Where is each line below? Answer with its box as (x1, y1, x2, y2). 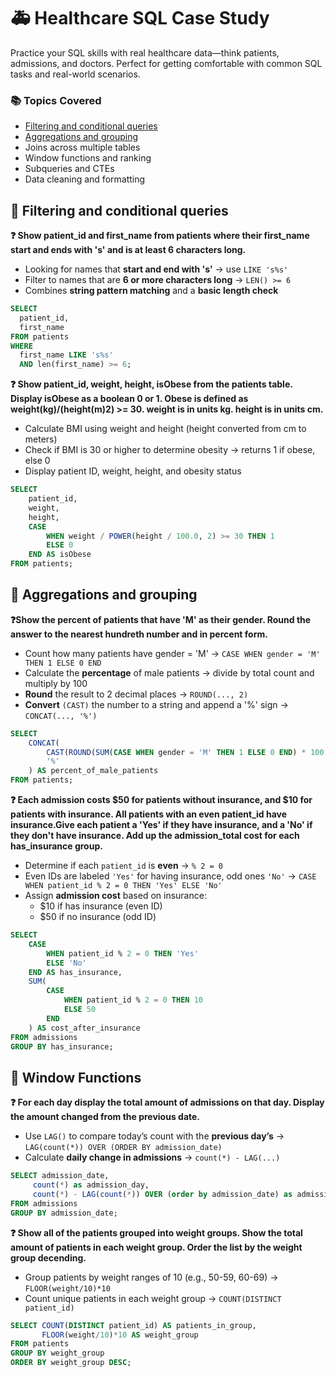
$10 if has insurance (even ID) (39, 900, 163, 912)
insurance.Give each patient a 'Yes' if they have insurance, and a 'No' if (10, 819, 313, 831)
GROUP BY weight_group (10, 1348, 105, 1359)
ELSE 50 (63, 1005, 97, 1015)
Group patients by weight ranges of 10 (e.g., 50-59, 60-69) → (24, 1271, 279, 1283)
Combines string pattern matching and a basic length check (24, 285, 279, 297)
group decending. (10, 1251, 87, 1264)
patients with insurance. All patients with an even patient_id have (10, 808, 288, 820)
